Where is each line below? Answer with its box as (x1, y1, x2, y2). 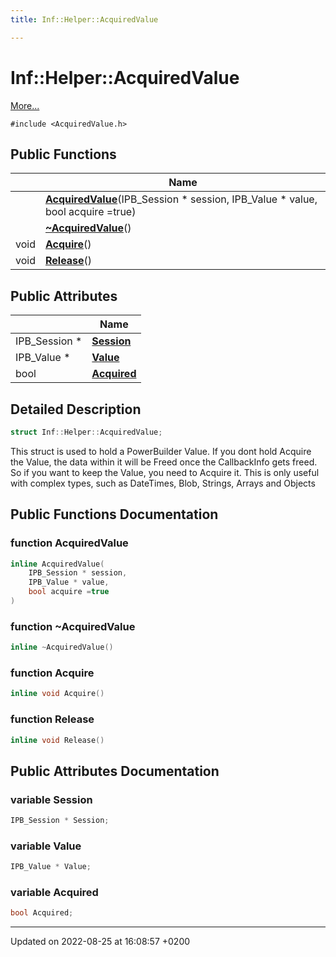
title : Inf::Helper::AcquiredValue (10, 14, 159, 25)
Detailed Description (10, 401, 142, 418)
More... (10, 99, 40, 111)
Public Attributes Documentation (10, 762, 220, 780)
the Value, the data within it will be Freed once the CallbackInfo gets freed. (10, 456, 318, 468)
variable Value (10, 839, 82, 853)
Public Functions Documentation (10, 506, 219, 523)
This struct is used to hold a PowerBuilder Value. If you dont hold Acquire (10, 445, 312, 457)
